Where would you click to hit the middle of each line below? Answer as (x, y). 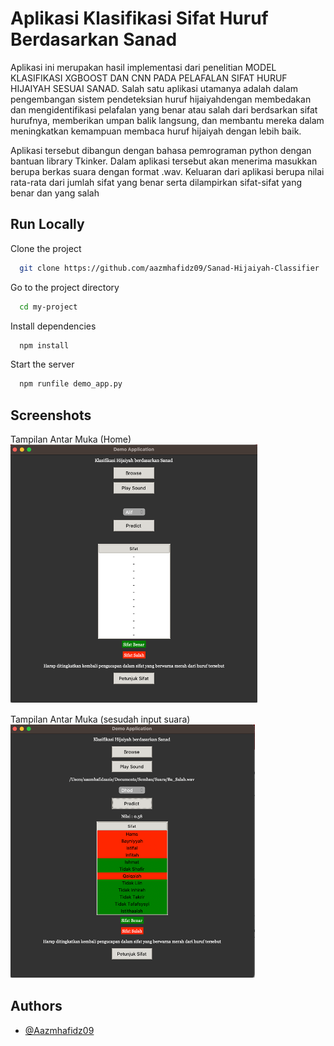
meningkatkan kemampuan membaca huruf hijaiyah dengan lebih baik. (156, 131)
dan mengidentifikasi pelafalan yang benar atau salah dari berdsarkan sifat (164, 109)
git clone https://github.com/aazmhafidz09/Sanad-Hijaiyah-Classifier (169, 268)
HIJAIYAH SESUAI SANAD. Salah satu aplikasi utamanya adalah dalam (154, 88)
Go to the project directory (65, 287)
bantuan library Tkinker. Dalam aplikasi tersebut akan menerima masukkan (164, 161)
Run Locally (47, 224)
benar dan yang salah (55, 193)
